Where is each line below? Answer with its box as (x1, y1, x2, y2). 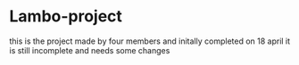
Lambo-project (9, 6, 123, 27)
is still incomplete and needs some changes (9, 45, 170, 55)
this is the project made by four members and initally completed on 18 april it (9, 36, 291, 46)
